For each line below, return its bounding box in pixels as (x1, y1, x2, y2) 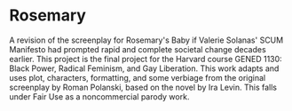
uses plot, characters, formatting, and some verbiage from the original (9, 72, 266, 83)
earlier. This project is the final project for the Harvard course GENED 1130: (9, 53, 282, 64)
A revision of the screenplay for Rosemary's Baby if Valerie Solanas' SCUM (9, 35, 284, 45)
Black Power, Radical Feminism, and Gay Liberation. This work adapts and (9, 63, 280, 74)
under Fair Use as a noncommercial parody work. (9, 91, 190, 102)
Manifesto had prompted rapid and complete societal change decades (9, 44, 266, 54)
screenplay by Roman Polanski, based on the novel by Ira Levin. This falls (9, 82, 278, 92)
